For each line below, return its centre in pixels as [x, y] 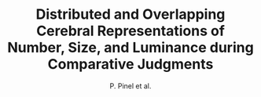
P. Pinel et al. [130, 86]
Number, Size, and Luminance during [130, 48]
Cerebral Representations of [130, 31]
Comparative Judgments [130, 65]
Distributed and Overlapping [130, 14]
